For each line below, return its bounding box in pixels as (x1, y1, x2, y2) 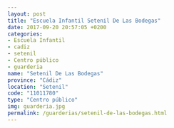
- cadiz (7, 43, 31, 50)
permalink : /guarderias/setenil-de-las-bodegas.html (7, 110, 168, 117)
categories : (7, 30, 43, 38)
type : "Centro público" (7, 97, 78, 104)
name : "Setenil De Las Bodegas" (7, 70, 103, 77)
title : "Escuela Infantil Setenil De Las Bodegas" (7, 17, 161, 24)
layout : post (7, 10, 46, 18)
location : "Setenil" (7, 83, 69, 90)
